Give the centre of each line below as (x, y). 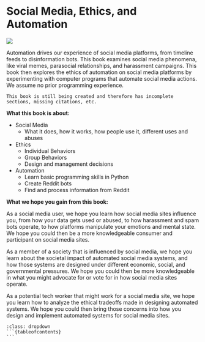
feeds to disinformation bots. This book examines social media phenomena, (102, 59)
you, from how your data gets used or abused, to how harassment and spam (103, 220)
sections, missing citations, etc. (52, 102)
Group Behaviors (46, 157)
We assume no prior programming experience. (65, 85)
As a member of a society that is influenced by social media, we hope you (99, 251)
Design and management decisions (69, 164)
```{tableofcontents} (34, 332)
